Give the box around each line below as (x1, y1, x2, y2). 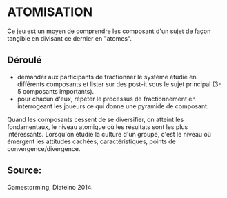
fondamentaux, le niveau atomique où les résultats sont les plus (7, 122, 188, 131)
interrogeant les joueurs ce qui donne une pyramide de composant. (17, 101, 209, 110)
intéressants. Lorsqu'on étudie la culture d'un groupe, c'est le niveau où (7, 130, 212, 138)
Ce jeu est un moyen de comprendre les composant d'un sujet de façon (7, 27, 211, 35)
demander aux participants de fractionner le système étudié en (17, 72, 197, 81)
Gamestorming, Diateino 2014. (7, 183, 93, 191)
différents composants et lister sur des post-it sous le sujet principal (17, 80, 211, 88)
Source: (7, 165, 42, 177)
